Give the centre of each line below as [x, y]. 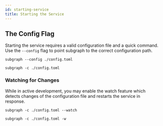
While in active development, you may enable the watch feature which [75, 91]
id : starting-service [27, 9]
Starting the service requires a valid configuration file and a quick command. [82, 45]
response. [15, 101]
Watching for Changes [32, 80]
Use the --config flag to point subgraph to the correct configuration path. [79, 51]
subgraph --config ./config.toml [39, 60]
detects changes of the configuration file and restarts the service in [72, 96]
